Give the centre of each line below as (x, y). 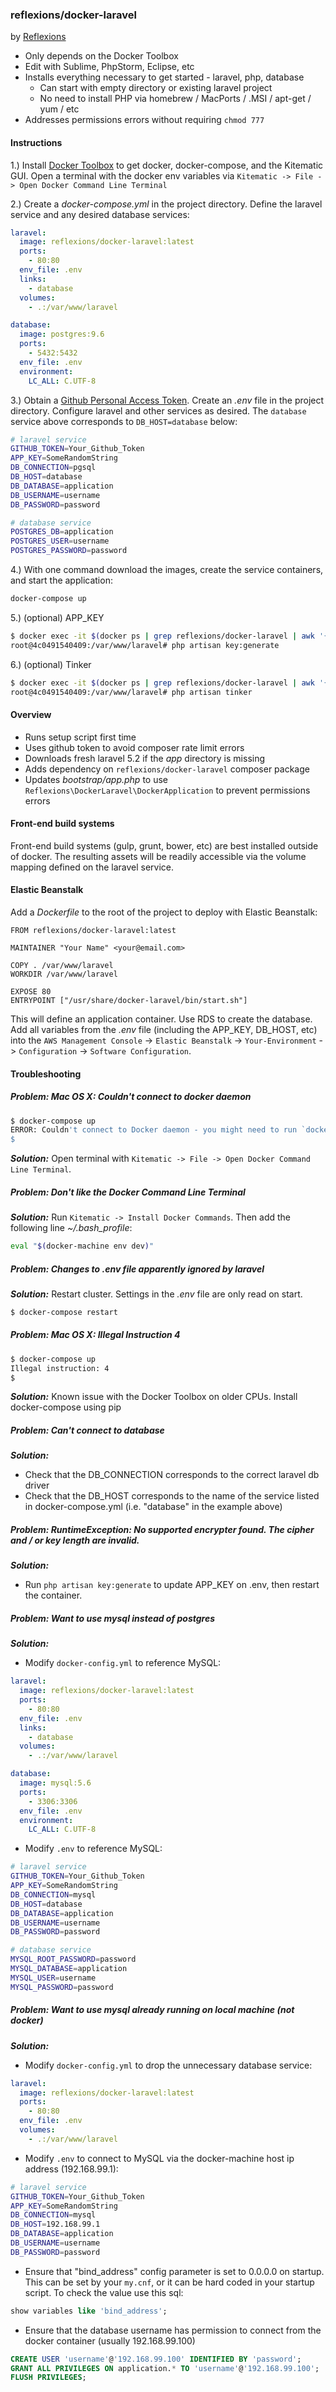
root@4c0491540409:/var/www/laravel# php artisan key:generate (145, 645)
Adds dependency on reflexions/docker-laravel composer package (167, 769)
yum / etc (59, 109)
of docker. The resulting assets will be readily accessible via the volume (158, 856)
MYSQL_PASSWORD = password (62, 1987)
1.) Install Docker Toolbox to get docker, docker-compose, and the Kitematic (167, 165)
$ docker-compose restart (64, 1312)
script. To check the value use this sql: (104, 2292)
